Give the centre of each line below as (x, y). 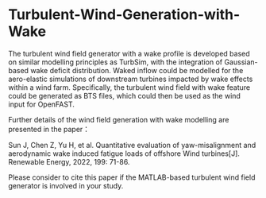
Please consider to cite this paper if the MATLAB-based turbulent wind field (132, 177)
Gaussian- (241, 62)
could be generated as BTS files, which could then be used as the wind (124, 95)
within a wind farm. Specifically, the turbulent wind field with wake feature (129, 87)
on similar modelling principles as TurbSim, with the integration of (116, 62)
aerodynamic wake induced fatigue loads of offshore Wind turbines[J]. (124, 153)
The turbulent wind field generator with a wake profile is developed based (129, 53)
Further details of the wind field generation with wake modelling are (119, 119)
